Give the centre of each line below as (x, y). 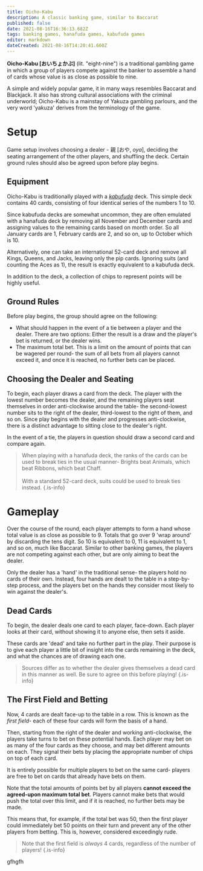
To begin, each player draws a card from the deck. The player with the (94, 394)
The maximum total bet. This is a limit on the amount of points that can (103, 347)
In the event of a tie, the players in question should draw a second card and (101, 437)
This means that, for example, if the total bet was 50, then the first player (97, 818)
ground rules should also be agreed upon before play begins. (83, 162)
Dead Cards (30, 611)
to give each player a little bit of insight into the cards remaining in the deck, (101, 650)
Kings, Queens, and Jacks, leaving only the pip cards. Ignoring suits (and (98, 258)
